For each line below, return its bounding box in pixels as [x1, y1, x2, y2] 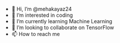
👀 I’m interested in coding [11, 12, 73, 19]
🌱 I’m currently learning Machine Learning [11, 18, 112, 24]
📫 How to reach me [11, 31, 60, 37]
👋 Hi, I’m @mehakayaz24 [11, 6, 72, 12]
